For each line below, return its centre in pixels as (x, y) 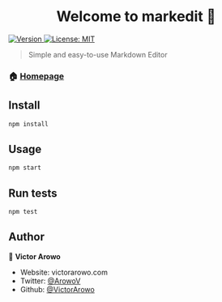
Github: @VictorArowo (57, 289)
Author (26, 237)
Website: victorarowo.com (64, 272)
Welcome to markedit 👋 (136, 17)
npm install (28, 124)
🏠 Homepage (36, 76)
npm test (23, 212)
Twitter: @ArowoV (50, 281)
